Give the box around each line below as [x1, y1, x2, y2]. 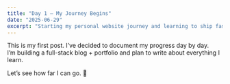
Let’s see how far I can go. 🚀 [7, 69, 88, 77]
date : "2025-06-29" [7, 16, 63, 23]
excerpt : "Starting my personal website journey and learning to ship [7, 23, 213, 29]
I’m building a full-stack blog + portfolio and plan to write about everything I [7, 48, 220, 57]
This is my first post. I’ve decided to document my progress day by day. [7, 42, 209, 50]
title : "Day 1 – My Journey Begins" [7, 10, 112, 17]
